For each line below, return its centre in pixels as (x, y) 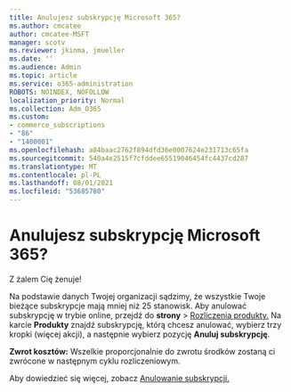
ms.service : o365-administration (71, 84)
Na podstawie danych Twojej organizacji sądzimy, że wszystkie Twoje (137, 296)
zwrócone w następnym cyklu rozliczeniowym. (95, 361)
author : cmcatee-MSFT (49, 34)
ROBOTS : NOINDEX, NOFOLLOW (59, 92)
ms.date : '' (31, 59)
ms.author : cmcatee (45, 26)
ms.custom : (29, 117)
